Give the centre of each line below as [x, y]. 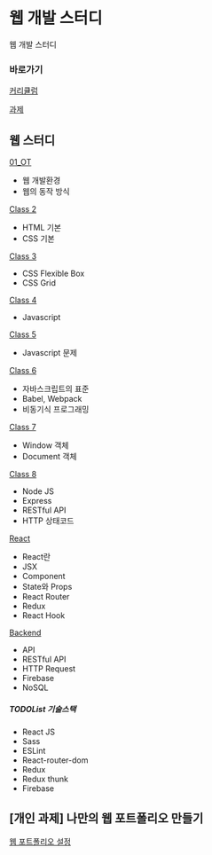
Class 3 [23, 256]
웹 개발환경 [41, 180]
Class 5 [23, 334]
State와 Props [47, 587]
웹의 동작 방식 [46, 192]
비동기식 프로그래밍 [55, 410]
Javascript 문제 [50, 353]
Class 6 [23, 371]
